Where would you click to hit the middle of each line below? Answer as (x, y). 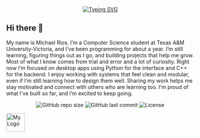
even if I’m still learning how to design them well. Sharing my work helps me (99, 81)
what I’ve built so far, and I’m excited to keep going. (70, 93)
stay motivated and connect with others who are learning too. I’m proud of (98, 87)
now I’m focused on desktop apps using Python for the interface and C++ (97, 68)
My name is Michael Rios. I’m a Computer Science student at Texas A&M (96, 42)
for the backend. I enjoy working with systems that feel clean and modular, (98, 74)
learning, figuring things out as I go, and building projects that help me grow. (100, 55)
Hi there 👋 (25, 28)
